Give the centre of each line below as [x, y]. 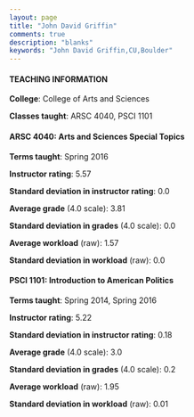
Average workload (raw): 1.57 [64, 242]
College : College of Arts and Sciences [79, 99]
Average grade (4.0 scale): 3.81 [68, 208]
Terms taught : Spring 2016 [59, 156]
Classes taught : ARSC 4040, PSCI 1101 [81, 116]
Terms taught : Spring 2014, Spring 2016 [83, 300]
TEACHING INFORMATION [59, 79]
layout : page [33, 17]
